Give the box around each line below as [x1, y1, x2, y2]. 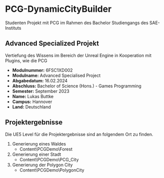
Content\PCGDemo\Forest [19, 146, 73, 152]
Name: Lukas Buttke [12, 93, 54, 99]
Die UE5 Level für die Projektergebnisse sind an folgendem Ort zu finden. [5, 131, 154, 137]
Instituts [5, 25, 22, 31]
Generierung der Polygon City [12, 162, 73, 168]
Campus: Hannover [12, 99, 53, 105]
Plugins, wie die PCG [5, 58, 48, 64]
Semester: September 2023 [12, 88, 70, 94]
